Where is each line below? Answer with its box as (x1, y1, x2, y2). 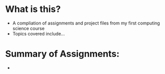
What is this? (5, 3, 61, 15)
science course (12, 25, 45, 31)
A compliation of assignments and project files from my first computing (12, 20, 160, 26)
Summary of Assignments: (5, 48, 120, 59)
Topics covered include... (12, 30, 65, 36)
